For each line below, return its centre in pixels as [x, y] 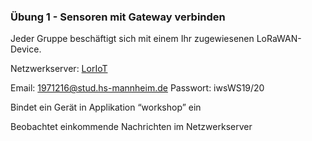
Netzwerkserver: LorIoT [59, 69]
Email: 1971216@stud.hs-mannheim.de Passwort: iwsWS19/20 [137, 88]
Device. [26, 49]
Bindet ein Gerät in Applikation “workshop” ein [106, 107]
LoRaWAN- [279, 39]
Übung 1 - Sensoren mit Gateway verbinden [118, 17]
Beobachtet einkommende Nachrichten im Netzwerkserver [131, 127]
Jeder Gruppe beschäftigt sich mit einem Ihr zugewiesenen [132, 39]
